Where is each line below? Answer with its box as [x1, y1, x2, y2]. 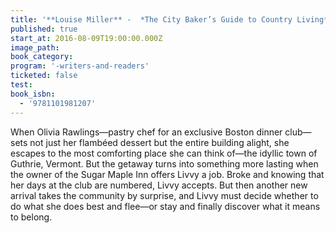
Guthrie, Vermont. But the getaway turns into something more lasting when [10, 157, 319, 170]
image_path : [10, 42, 60, 53]
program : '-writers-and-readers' [10, 61, 150, 71]
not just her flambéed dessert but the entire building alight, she [29, 136, 290, 148]
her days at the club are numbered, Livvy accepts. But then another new [10, 179, 308, 191]
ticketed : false [10, 71, 78, 81]
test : [10, 80, 33, 90]
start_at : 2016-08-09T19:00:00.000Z [10, 33, 163, 43]
